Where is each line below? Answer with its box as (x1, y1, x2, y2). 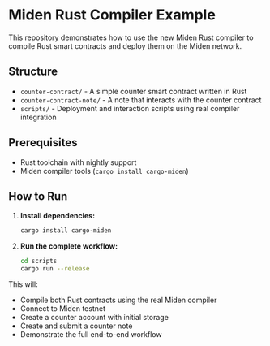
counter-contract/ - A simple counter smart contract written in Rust (19, 86, 247, 96)
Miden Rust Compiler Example (8, 6, 216, 24)
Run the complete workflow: (19, 241, 118, 251)
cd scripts (19, 257, 58, 266)
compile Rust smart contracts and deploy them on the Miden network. (8, 41, 242, 50)
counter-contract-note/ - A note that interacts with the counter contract (19, 95, 262, 105)
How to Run (8, 189, 68, 203)
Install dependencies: (19, 211, 96, 221)
